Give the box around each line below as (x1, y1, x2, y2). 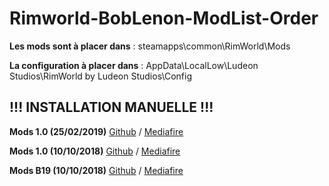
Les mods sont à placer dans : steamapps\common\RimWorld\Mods (9, 40, 291, 52)
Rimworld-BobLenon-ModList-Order (9, 7, 319, 30)
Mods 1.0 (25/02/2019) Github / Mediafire (9, 125, 184, 137)
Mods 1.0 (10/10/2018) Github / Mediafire (9, 145, 181, 157)
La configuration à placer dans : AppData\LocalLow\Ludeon (9, 59, 259, 71)
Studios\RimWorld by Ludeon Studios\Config (9, 70, 193, 82)
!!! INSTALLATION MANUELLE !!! (9, 99, 214, 116)
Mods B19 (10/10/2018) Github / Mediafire (9, 164, 184, 176)
